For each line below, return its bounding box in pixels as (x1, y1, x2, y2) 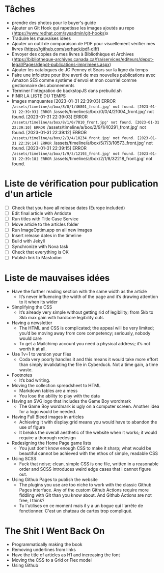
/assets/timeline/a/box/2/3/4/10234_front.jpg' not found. (11, 135, 136, 141)
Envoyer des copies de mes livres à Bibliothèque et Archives (11, 51, 134, 57)
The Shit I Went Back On (4, 525, 105, 537)
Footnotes (11, 372, 32, 378)
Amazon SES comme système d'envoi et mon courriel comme (11, 77, 137, 83)
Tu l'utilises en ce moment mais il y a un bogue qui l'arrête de (19, 503, 143, 509)
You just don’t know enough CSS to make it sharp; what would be (19, 445, 152, 451)
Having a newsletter (11, 320, 53, 326)
